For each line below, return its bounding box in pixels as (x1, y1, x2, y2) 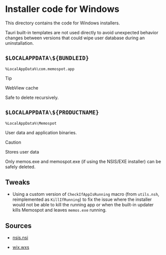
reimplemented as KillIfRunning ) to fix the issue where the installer (12, 196, 152, 202)
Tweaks (5, 178, 30, 186)
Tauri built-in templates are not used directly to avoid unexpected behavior (5, 29, 159, 35)
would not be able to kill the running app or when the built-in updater (12, 202, 154, 208)
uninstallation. (5, 40, 34, 46)
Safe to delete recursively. (5, 94, 59, 100)
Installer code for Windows (5, 3, 120, 15)
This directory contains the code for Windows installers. (5, 20, 121, 26)
